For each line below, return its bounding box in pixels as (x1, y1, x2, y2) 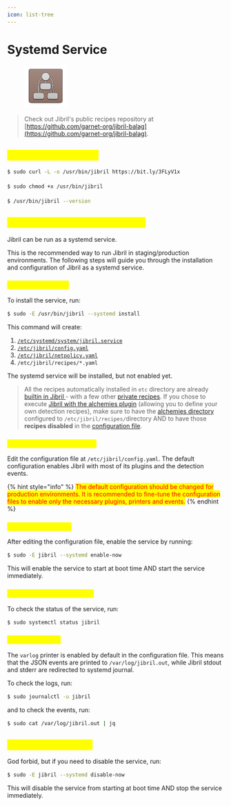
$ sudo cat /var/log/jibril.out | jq (7, 720, 116, 727)
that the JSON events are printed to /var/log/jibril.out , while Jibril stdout (7, 658, 222, 666)
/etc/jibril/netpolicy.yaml (17, 352, 98, 359)
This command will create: (7, 323, 82, 331)
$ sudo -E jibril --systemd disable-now (7, 771, 125, 778)
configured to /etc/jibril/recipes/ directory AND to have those (23, 414, 207, 423)
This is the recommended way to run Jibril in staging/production (7, 249, 190, 257)
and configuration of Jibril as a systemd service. (7, 263, 145, 271)
